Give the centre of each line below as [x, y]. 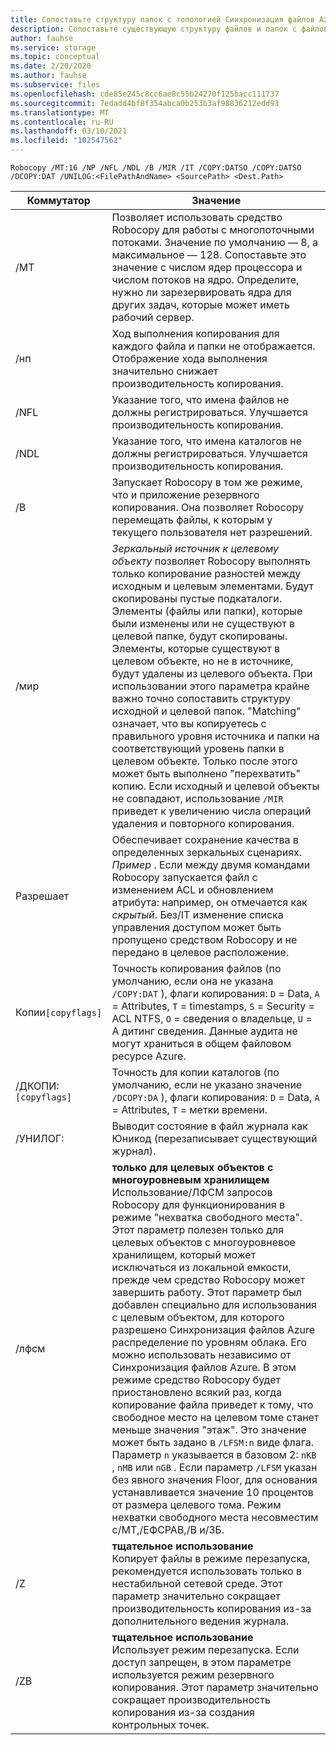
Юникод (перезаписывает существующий [214, 1138]
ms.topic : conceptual [55, 57]
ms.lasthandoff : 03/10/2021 [69, 131]
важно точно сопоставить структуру [201, 698]
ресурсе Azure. [149, 1056]
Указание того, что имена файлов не [200, 399]
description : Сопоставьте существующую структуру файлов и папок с [154, 29]
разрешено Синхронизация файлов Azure [213, 1329]
